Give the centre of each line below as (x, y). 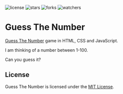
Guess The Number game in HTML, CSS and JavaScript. (61, 40)
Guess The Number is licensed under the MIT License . (60, 86)
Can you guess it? (23, 59)
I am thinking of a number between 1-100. (47, 50)
